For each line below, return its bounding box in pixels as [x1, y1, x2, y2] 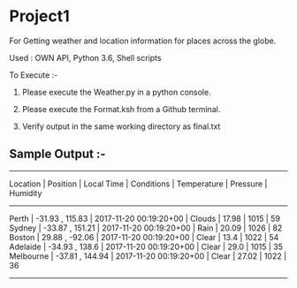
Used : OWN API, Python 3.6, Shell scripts [9, 52, 162, 63]
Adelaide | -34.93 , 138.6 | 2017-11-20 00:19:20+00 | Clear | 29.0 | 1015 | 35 [9, 241, 284, 252]
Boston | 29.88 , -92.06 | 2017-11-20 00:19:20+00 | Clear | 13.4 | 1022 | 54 [9, 231, 279, 242]
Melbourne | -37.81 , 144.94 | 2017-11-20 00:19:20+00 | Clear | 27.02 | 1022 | [9, 250, 287, 261]
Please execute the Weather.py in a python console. [21, 87, 211, 97]
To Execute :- [9, 69, 58, 80]
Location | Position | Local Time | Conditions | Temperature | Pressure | [9, 178, 268, 189]
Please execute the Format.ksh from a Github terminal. [21, 103, 221, 114]
